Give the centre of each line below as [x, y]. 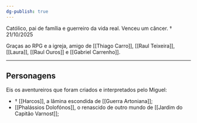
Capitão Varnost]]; [37, 114]
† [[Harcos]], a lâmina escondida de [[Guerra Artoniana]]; [84, 101]
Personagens [31, 76]
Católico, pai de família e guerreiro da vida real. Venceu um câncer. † [89, 28]
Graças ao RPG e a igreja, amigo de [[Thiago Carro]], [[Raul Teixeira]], [90, 46]
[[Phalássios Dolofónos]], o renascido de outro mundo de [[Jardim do [98, 107]
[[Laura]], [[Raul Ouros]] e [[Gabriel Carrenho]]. [63, 52]
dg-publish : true [27, 11]
